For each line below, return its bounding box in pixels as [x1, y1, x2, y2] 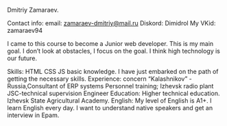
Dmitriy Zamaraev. [7, 6, 60, 14]
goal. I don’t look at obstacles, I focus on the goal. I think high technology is [7, 47, 221, 55]
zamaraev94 [7, 27, 43, 34]
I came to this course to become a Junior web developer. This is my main [7, 40, 214, 47]
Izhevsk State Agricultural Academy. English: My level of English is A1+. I [7, 97, 212, 105]
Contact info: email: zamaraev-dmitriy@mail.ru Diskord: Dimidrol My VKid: [7, 19, 216, 27]
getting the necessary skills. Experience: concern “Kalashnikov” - [7, 75, 192, 83]
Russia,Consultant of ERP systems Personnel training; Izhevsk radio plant [7, 82, 214, 90]
